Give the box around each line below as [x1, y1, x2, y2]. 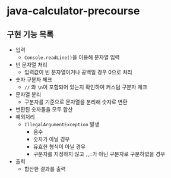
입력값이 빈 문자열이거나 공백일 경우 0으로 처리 [24, 68, 132, 76]
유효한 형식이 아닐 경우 [33, 143, 86, 150]
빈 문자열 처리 [15, 61, 47, 68]
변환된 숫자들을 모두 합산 [15, 106, 73, 113]
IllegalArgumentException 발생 [24, 121, 100, 127]
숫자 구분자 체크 [15, 76, 52, 83]
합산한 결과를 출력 [24, 165, 66, 172]
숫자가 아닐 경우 [33, 136, 70, 142]
